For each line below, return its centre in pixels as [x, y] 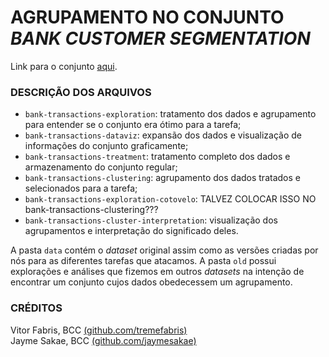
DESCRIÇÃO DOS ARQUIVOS [81, 92]
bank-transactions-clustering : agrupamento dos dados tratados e [162, 178]
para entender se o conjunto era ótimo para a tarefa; [133, 125]
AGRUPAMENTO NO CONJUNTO [147, 17]
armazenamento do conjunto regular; [101, 167]
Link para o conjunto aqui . [64, 66]
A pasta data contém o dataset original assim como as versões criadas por [164, 250]
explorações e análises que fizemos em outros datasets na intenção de [157, 272]
